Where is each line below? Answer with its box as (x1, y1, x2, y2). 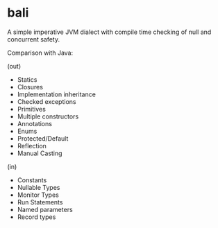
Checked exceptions (17, 97, 76, 105)
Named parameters (17, 205, 73, 213)
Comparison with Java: (7, 49, 74, 57)
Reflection (17, 141, 47, 150)
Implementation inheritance (17, 90, 96, 98)
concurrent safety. (7, 35, 60, 43)
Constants (17, 175, 47, 184)
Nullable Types (17, 183, 60, 191)
